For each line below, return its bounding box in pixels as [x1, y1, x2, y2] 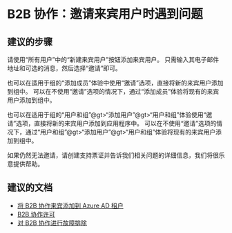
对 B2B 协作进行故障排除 [17, 219, 88, 227]
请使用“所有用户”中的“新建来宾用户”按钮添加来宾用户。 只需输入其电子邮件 [7, 56, 220, 63]
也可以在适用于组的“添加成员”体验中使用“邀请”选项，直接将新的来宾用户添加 [7, 79, 224, 87]
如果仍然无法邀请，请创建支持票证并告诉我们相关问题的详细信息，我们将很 [7, 151, 219, 159]
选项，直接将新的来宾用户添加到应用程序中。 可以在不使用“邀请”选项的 [16, 119, 217, 128]
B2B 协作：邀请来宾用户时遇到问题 [7, 6, 204, 22]
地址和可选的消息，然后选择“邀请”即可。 [7, 64, 122, 72]
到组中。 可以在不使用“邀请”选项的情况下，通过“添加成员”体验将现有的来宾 [7, 88, 220, 95]
